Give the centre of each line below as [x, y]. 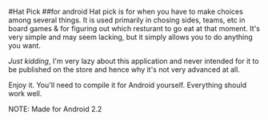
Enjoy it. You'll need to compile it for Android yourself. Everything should [127, 85]
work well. [25, 94]
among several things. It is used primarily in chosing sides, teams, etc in [127, 20]
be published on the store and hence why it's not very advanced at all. [124, 70]
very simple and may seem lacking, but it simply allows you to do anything [131, 37]
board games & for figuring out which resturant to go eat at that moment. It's [134, 28]
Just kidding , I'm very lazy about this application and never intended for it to [134, 61]
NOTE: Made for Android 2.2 [55, 109]
